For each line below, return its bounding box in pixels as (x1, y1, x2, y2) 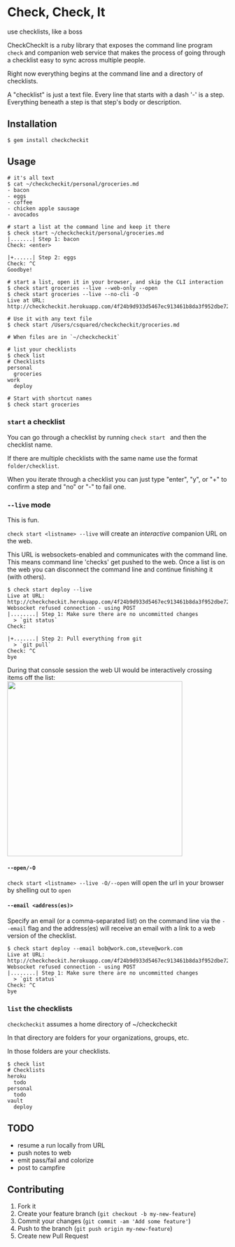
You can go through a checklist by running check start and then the (7, 433, 207, 441)
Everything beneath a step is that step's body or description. (7, 97, 182, 106)
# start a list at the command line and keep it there (7, 223, 171, 230)
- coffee (7, 199, 33, 206)
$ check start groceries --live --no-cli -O (7, 291, 139, 298)
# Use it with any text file (7, 315, 92, 322)
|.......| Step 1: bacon (7, 235, 80, 242)
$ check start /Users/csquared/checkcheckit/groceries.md (7, 321, 180, 328)
